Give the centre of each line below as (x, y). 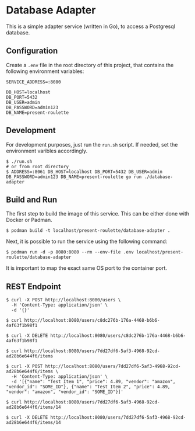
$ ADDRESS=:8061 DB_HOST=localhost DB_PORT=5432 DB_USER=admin (84, 172)
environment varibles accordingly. (47, 151)
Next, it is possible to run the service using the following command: (87, 241)
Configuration (32, 51)
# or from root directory (37, 166)
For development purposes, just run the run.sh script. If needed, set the (92, 144)
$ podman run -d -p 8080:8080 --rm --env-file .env (70, 252)
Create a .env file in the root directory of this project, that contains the (90, 65)
